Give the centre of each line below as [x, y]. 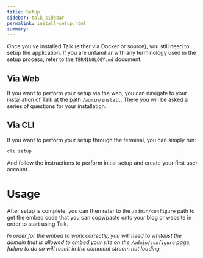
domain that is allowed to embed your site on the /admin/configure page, [99, 242]
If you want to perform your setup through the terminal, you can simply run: [102, 140]
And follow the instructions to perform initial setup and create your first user [102, 163]
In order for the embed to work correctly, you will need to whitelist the [94, 235]
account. [18, 169]
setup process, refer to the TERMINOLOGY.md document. [74, 59]
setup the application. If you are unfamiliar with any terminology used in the [102, 53]
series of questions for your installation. [57, 106]
